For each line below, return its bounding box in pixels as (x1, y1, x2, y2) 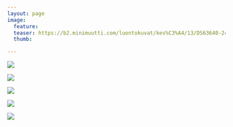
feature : (13, 23, 39, 30)
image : (7, 17, 26, 23)
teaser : (13, 29, 36, 37)
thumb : (13, 36, 33, 43)
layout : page (7, 10, 45, 17)
